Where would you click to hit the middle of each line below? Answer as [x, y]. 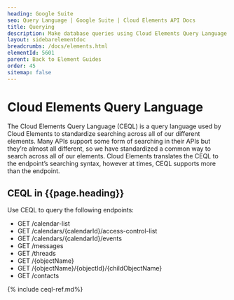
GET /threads [36, 254]
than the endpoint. [34, 171]
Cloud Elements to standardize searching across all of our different [104, 134]
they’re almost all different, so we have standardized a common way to [109, 149]
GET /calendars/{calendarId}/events [70, 238]
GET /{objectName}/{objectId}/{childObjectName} [90, 268]
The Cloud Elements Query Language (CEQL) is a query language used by [115, 126]
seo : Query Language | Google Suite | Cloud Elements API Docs [102, 20]
